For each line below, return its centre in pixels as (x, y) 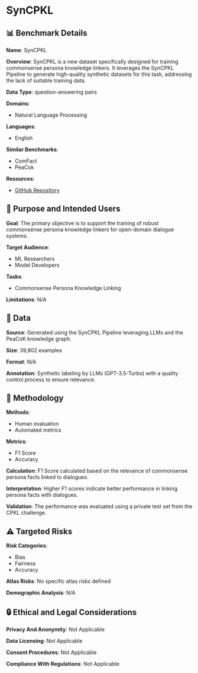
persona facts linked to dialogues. (47, 477)
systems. (17, 235)
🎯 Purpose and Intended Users (63, 209)
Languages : (21, 126)
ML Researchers (35, 259)
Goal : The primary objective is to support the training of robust (82, 223)
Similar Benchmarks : (32, 149)
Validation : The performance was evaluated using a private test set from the (99, 506)
